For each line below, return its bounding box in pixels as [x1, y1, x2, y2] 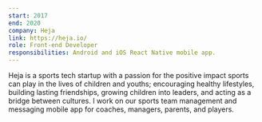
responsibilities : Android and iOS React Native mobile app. [8, 49, 216, 57]
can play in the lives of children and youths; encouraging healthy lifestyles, [8, 79, 255, 89]
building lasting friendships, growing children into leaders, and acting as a [8, 88, 252, 96]
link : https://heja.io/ [8, 33, 88, 42]
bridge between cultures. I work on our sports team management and [8, 96, 237, 105]
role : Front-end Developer [8, 41, 98, 49]
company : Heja [8, 26, 56, 34]
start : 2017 [8, 11, 48, 20]
